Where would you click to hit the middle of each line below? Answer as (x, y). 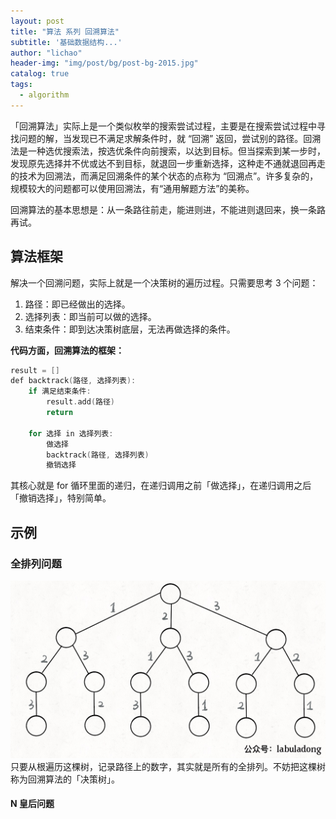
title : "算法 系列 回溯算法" (65, 31)
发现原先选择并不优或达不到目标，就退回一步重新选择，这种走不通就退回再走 (168, 163)
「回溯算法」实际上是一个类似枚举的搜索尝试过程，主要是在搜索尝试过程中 (163, 126)
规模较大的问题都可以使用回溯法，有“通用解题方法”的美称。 (132, 188)
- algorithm (44, 95)
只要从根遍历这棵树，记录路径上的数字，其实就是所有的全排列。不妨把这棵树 (168, 766)
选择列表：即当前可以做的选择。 (90, 316)
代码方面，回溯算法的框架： (67, 350)
